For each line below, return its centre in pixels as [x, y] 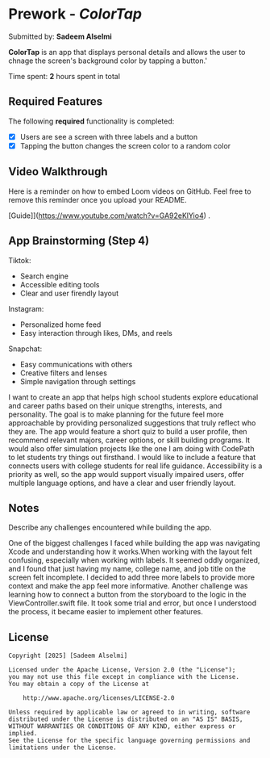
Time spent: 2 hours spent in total [64, 76]
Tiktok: [20, 260]
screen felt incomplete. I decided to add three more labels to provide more [132, 577]
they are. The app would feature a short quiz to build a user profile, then [128, 431]
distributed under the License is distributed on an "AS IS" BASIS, [126, 719]
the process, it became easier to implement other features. [106, 612]
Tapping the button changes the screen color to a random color [125, 145]
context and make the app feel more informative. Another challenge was [128, 586]
